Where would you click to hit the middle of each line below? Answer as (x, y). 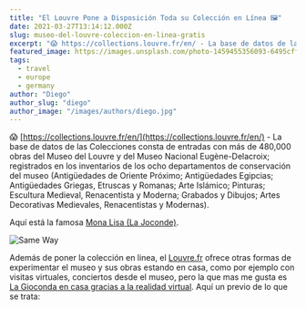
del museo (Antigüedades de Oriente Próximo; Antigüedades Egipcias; (142, 176)
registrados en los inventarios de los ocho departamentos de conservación (150, 166)
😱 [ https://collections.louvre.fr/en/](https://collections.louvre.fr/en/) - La (146, 137)
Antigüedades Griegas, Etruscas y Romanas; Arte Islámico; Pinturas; (138, 185)
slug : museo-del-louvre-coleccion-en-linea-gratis (107, 35)
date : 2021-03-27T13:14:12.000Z (71, 26)
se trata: (25, 296)
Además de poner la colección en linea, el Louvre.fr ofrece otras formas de (150, 258)
